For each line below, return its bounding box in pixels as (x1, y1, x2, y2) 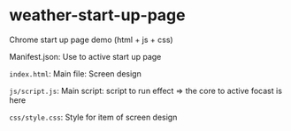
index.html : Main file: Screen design (9, 68, 142, 79)
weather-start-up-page (9, 5, 186, 25)
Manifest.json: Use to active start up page (9, 51, 162, 62)
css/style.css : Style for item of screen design (9, 112, 178, 122)
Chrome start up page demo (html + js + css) (9, 34, 174, 45)
